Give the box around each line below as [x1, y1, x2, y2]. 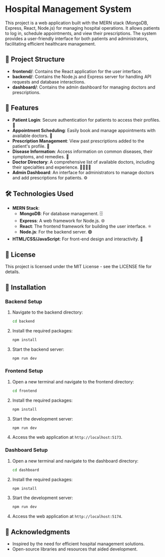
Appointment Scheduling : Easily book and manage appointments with [12, 127, 156, 133]
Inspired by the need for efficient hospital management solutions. [12, 541, 145, 547]
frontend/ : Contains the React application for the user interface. [12, 68, 142, 74]
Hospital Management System [5, 3, 132, 15]
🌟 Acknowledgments [5, 528, 70, 536]
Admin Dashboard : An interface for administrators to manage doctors [12, 169, 154, 175]
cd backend [12, 319, 35, 324]
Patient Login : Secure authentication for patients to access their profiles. [12, 117, 161, 123]
